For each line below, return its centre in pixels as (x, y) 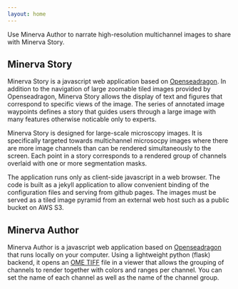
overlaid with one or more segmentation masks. (77, 163)
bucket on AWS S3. (36, 208)
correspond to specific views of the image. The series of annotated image (116, 104)
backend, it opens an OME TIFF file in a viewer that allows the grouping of (116, 263)
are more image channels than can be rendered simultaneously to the (109, 148)
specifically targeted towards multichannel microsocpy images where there (118, 141)
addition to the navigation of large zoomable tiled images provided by (109, 89)
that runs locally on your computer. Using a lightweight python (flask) (109, 255)
